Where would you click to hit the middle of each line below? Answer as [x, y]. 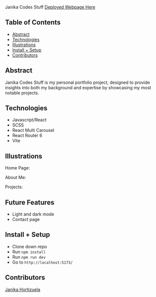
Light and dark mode [33, 214]
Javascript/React [29, 120]
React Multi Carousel [33, 130]
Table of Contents [33, 22]
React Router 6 [27, 136]
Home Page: [18, 168]
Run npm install [29, 251]
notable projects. [22, 93]
